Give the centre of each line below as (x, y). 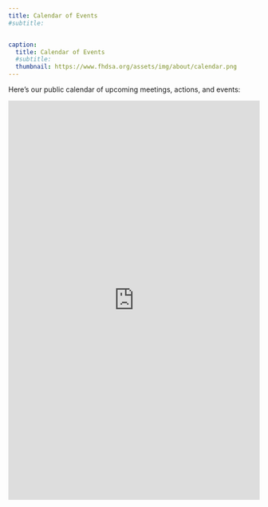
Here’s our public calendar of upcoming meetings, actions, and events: (124, 89)
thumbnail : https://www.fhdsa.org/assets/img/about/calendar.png (126, 67)
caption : (23, 45)
